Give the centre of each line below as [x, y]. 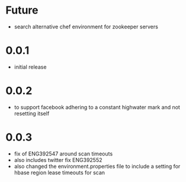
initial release [30, 67]
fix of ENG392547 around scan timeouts [63, 154]
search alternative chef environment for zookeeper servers [86, 27]
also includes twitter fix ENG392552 [58, 160]
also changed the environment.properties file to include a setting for [97, 166]
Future [22, 10]
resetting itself [32, 113]
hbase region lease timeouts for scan [59, 173]
